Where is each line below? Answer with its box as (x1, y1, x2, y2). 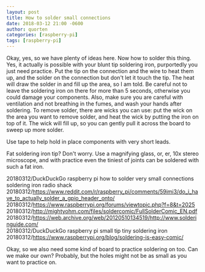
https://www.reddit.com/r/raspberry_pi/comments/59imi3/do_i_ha (32, 188, 198, 195)
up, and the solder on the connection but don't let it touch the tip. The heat (6, 74, 195, 81)
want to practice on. (6, 258, 57, 266)
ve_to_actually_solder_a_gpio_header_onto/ (6, 195, 115, 201)
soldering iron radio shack (6, 182, 72, 188)
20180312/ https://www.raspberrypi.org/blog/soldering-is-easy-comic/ (6, 234, 184, 241)
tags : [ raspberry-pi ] (6, 37, 62, 44)
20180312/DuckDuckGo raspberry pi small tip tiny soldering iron (6, 227, 168, 234)
